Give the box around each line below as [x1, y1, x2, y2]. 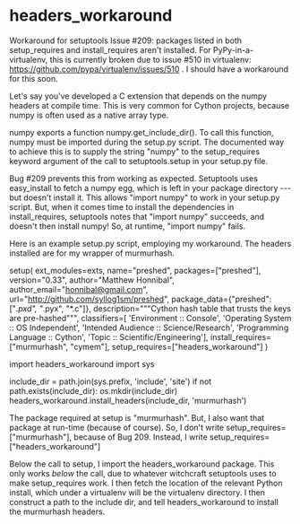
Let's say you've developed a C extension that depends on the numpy [9, 91, 267, 101]
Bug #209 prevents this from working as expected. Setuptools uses [9, 172, 258, 184]
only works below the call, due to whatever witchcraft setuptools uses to [9, 467, 277, 478]
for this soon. [9, 73, 58, 83]
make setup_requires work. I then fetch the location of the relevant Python [9, 477, 283, 488]
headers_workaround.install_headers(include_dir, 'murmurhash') [9, 395, 247, 406]
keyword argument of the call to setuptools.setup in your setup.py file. [9, 155, 269, 166]
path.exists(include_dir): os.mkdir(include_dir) [9, 385, 178, 396]
